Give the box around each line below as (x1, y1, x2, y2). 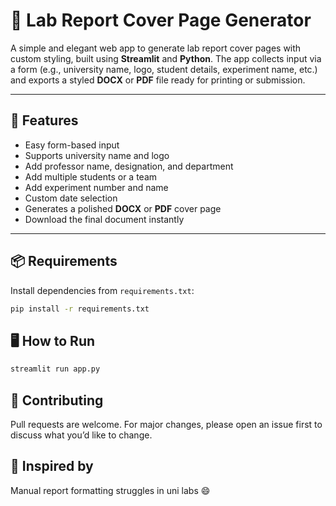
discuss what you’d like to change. (10, 429, 153, 441)
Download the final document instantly (24, 213, 185, 225)
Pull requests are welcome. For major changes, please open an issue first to (10, 418, 323, 430)
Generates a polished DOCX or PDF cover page (24, 202, 222, 214)
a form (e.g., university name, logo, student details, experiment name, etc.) (10, 63, 318, 75)
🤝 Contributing (10, 392, 104, 409)
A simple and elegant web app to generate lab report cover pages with (10, 42, 302, 54)
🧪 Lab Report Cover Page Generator (10, 9, 312, 32)
